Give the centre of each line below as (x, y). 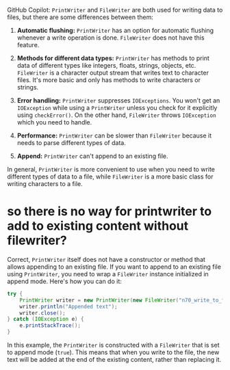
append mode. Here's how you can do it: (64, 281)
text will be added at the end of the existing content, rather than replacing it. (114, 360)
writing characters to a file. (45, 184)
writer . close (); (43, 313)
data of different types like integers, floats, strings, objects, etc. (106, 65)
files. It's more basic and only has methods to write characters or (108, 80)
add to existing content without (98, 226)
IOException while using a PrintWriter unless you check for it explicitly (117, 108)
